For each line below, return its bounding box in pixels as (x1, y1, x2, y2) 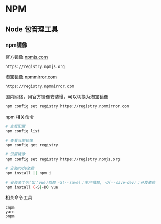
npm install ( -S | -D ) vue (5, 185, 58, 190)
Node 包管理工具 (5, 25, 58, 33)
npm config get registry (5, 143, 58, 148)
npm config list (5, 128, 40, 133)
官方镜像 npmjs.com (5, 54, 48, 60)
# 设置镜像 (5, 152, 26, 157)
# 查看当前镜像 (5, 138, 33, 143)
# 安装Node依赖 (5, 166, 35, 171)
